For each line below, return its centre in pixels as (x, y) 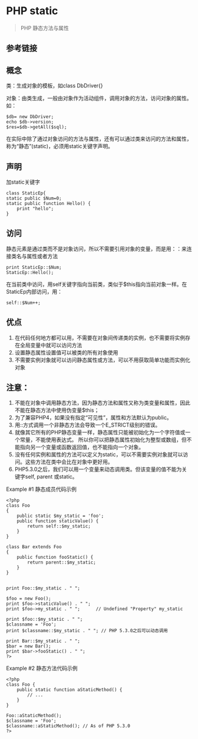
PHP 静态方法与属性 (45, 28)
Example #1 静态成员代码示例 (41, 489)
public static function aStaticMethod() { (70, 690)
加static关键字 (23, 182)
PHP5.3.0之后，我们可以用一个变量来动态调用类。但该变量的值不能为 (98, 469)
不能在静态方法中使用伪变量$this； (57, 410)
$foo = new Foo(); (29, 599)
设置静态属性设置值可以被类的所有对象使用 (66, 352)
